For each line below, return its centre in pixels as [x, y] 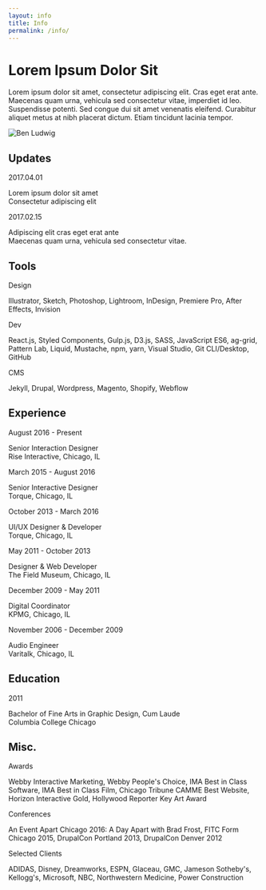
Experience [37, 413]
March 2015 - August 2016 [52, 471]
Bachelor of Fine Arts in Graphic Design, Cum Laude [94, 713]
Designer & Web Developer [53, 566]
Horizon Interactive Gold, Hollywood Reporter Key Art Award [108, 799]
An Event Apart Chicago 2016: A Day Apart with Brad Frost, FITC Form [124, 830]
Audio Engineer [34, 645]
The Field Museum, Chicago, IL [60, 574]
